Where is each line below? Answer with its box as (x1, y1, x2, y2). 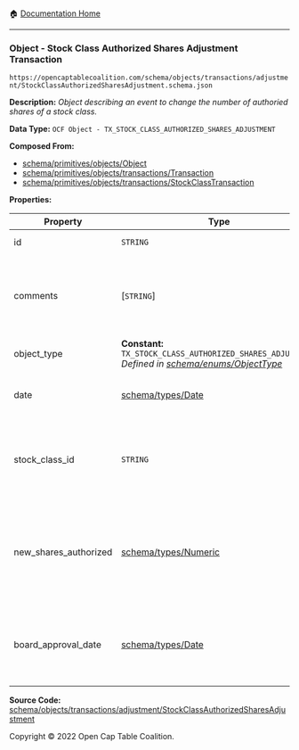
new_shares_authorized (13, 546, 113, 558)
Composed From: (9, 141, 75, 152)
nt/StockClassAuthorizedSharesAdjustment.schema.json (9, 81, 214, 90)
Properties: (9, 194, 52, 205)
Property (44, 216, 83, 228)
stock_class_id (13, 454, 75, 466)
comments (13, 290, 59, 302)
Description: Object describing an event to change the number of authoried (9, 97, 288, 108)
